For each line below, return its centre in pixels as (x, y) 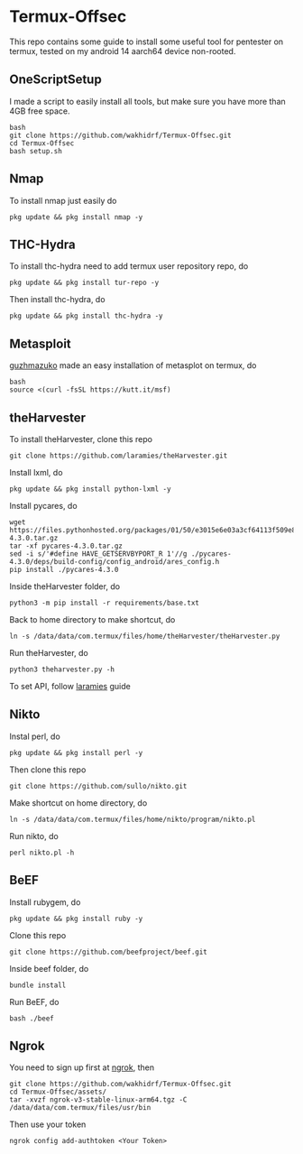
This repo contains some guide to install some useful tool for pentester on (147, 42)
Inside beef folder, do (49, 968)
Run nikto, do (34, 835)
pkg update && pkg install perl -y (76, 752)
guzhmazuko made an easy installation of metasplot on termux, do (133, 365)
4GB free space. (40, 111)
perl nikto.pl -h (42, 853)
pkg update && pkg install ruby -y (76, 919)
